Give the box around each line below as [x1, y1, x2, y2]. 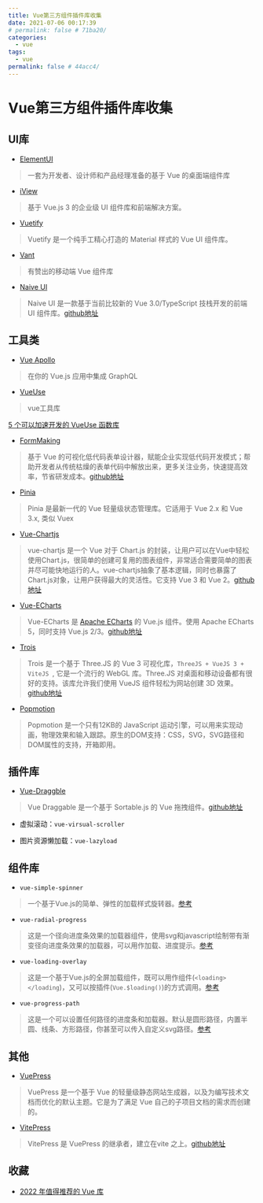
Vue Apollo [19, 355, 56, 365]
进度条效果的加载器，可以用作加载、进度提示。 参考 [48, 941, 214, 950]
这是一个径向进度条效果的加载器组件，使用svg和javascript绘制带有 [27, 931, 243, 941]
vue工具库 [27, 403, 61, 413]
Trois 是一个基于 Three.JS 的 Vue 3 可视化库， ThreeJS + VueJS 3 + [27, 658, 245, 668]
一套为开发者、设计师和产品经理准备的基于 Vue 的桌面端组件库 [27, 170, 230, 180]
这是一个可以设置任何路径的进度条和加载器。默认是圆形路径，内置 [27, 1015, 241, 1024]
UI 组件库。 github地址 [27, 308, 99, 317]
